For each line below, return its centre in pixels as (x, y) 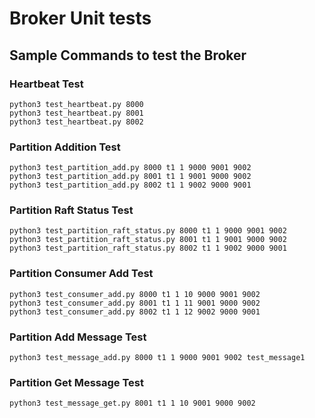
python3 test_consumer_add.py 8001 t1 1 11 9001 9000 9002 (135, 303)
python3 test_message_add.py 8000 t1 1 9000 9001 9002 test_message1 (157, 358)
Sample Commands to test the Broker (128, 55)
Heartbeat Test (46, 84)
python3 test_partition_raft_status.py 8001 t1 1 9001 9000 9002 (148, 240)
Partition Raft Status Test (71, 210)
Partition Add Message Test (78, 337)
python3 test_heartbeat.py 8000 (76, 104)
